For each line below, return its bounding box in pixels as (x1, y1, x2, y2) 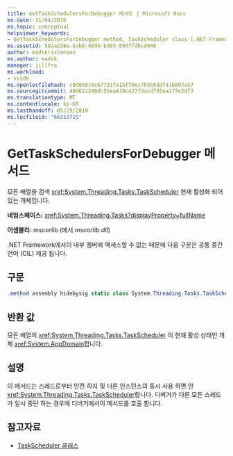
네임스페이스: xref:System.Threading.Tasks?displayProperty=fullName (7, 211, 206, 219)
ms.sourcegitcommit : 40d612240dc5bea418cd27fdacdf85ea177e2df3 (7, 88, 194, 95)
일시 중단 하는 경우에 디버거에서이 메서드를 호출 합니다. (14, 399, 163, 407)
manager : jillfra (7, 62, 58, 69)
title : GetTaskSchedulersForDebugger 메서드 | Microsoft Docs (7, 10, 187, 17)
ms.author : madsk (7, 56, 58, 63)
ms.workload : (7, 68, 45, 75)
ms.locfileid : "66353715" (7, 113, 82, 120)
